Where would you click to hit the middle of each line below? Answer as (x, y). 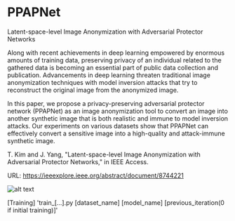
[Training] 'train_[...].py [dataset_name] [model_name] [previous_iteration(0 (116, 202)
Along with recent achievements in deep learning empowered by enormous (116, 53)
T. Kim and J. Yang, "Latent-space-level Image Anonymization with (104, 154)
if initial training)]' (33, 210)
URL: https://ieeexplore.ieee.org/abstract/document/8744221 (95, 175)
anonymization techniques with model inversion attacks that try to (102, 82)
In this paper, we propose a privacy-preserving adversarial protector (106, 103)
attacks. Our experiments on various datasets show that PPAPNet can (108, 126)
